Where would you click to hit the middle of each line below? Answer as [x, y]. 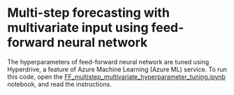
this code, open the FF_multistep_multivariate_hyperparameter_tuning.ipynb [116, 76]
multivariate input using [78, 28]
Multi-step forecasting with [88, 13]
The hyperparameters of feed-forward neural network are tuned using [108, 61]
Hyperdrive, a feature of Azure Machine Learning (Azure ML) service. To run [117, 69]
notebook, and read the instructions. [59, 84]
